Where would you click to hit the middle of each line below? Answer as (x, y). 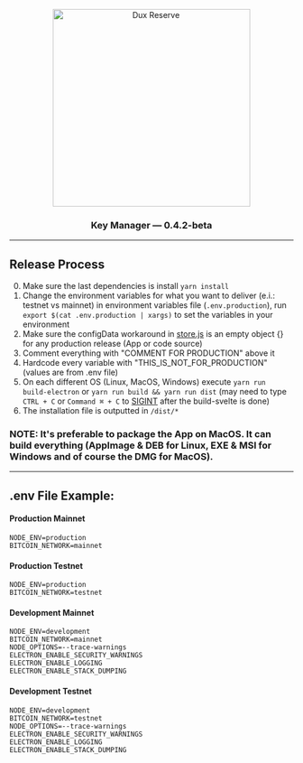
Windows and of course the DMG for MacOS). (111, 457)
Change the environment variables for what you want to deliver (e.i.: (148, 296)
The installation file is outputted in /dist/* (101, 411)
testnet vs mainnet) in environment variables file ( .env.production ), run (154, 305)
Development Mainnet (52, 612)
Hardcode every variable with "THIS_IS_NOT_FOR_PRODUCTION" (145, 363)
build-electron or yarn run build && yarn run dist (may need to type (154, 392)
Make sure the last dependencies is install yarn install (126, 286)
